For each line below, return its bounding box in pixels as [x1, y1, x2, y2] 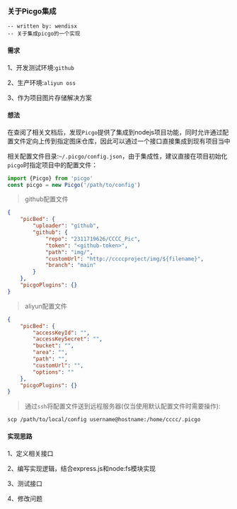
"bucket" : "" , [33, 342, 74, 350]
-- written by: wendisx [7, 23, 78, 30]
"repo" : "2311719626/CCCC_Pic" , [45, 235, 141, 242]
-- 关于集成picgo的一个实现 [7, 30, 81, 38]
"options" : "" [33, 368, 74, 376]
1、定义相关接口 [7, 449, 54, 457]
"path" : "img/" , [45, 248, 93, 256]
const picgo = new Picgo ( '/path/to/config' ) [7, 181, 141, 188]
